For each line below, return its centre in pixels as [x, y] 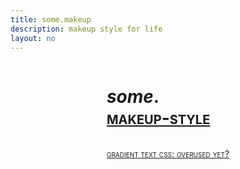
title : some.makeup [51, 19]
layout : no [33, 38]
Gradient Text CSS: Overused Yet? [168, 154]
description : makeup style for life [86, 29]
